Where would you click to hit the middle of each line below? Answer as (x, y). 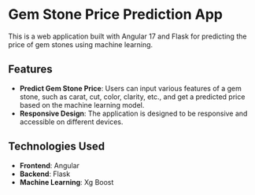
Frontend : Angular (50, 165)
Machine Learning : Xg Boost (67, 182)
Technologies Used (56, 147)
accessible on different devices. (71, 121)
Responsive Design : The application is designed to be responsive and (133, 113)
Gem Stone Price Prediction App (115, 15)
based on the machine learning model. (82, 105)
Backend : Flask (45, 174)
